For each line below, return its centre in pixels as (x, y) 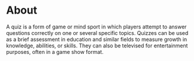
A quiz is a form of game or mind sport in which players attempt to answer (96, 27)
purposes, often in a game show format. (55, 52)
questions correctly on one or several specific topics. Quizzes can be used (97, 33)
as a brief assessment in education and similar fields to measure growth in (97, 39)
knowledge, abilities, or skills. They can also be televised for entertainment (97, 46)
